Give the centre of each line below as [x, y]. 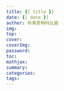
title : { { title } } [30, 12]
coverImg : [18, 45]
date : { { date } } [28, 17]
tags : [13, 78]
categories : [21, 73]
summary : [17, 67]
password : [18, 51]
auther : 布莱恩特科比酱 [32, 23]
